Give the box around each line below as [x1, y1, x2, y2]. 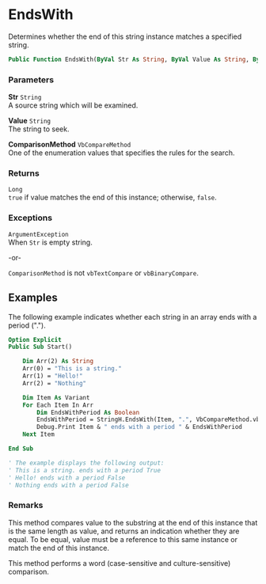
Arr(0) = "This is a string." [22, 365, 123, 373]
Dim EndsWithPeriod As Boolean [36, 408, 140, 416]
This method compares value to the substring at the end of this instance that [8, 518, 258, 527]
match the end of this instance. [8, 543, 109, 552]
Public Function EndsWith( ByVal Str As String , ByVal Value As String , [8, 55, 249, 63]
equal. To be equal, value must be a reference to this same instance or [8, 534, 238, 544]
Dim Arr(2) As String [22, 358, 93, 366]
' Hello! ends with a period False [8, 473, 126, 482]
